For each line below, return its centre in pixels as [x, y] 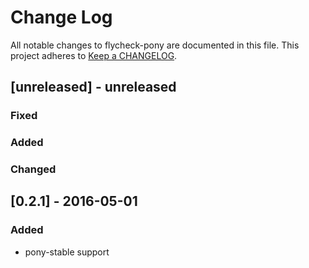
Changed [33, 169]
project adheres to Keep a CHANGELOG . [94, 55]
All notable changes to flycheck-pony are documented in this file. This [155, 45]
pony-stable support [67, 252]
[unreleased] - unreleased [93, 87]
